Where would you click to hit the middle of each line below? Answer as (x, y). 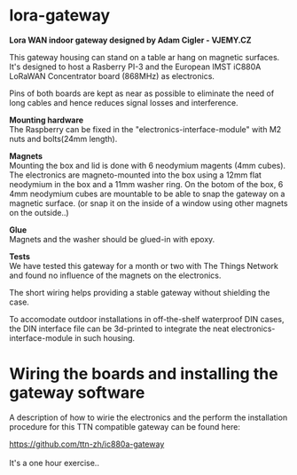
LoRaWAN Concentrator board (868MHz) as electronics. (112, 75)
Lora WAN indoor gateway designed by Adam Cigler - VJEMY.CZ (130, 40)
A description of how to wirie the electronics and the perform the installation (148, 417)
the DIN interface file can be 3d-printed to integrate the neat (119, 329)
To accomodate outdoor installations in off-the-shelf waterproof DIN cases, (147, 319)
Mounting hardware (47, 120)
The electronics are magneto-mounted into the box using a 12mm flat (135, 175)
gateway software (77, 393)
